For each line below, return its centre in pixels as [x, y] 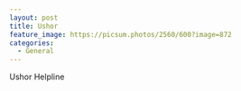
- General [36, 51]
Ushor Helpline [37, 77]
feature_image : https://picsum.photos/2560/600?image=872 [120, 34]
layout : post [34, 18]
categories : [32, 43]
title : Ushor [34, 26]
